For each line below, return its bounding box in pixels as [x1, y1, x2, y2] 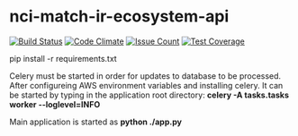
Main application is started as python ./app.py [9, 116, 183, 127]
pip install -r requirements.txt [9, 53, 117, 64]
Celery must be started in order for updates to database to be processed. [9, 70, 282, 81]
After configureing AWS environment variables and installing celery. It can [9, 80, 284, 90]
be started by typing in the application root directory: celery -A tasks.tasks [9, 89, 290, 100]
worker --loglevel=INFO [9, 98, 101, 109]
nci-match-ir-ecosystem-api [9, 6, 230, 27]
